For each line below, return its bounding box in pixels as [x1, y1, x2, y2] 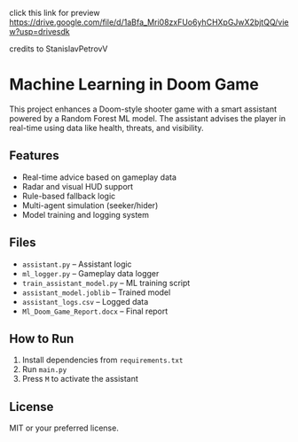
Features [9, 148, 59, 163]
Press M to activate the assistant [21, 374, 139, 384]
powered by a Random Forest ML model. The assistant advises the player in [9, 112, 286, 123]
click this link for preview [9, 8, 100, 18]
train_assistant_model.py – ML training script [21, 277, 191, 288]
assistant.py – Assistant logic [21, 259, 132, 269]
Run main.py [21, 364, 67, 375]
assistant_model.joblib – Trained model [21, 287, 171, 298]
